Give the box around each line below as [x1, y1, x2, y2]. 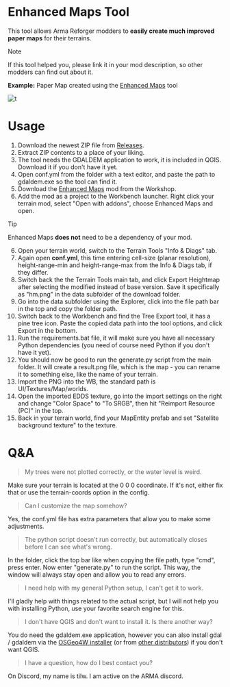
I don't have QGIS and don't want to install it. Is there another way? [24, 617, 213, 625]
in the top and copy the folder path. [17, 304, 118, 312]
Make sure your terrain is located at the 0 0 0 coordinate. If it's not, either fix [8, 481, 223, 489]
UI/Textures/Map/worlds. [17, 384, 88, 392]
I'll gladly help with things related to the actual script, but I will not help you [8, 597, 218, 605]
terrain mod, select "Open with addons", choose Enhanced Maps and [17, 199, 214, 208]
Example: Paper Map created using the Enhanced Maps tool [8, 81, 178, 89]
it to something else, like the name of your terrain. [17, 370, 158, 378]
